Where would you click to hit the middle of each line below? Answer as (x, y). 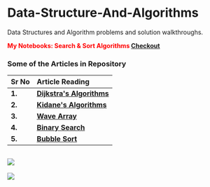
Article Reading (63, 82)
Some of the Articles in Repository (67, 63)
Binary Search (61, 128)
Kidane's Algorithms (72, 105)
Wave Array (57, 117)
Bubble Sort (57, 139)
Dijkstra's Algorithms (73, 93)
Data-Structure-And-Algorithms (103, 13)
